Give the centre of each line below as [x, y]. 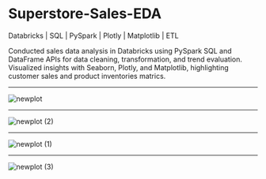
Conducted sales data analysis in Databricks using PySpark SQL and [120, 50]
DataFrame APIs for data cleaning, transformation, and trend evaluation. [125, 59]
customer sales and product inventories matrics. [87, 76]
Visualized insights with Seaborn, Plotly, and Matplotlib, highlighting [119, 67]
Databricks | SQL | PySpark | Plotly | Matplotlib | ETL [94, 35]
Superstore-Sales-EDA [85, 14]
